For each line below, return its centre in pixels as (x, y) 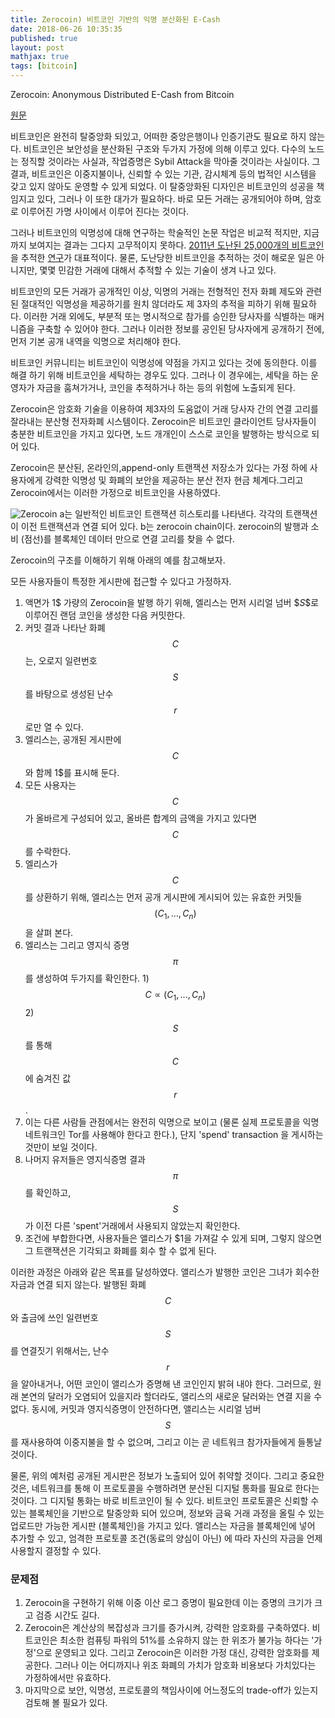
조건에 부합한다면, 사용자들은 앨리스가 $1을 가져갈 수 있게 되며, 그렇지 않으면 (173, 1238)
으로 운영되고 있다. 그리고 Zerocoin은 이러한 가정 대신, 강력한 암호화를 (172, 1652)
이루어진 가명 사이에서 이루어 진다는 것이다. (105, 211)
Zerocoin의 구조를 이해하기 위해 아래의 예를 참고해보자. (118, 560)
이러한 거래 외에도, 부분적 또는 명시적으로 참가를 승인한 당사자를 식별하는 (165, 316)
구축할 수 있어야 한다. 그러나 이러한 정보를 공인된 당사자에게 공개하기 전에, (180, 329)
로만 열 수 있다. (54, 727)
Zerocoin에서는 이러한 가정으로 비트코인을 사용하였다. (115, 492)
